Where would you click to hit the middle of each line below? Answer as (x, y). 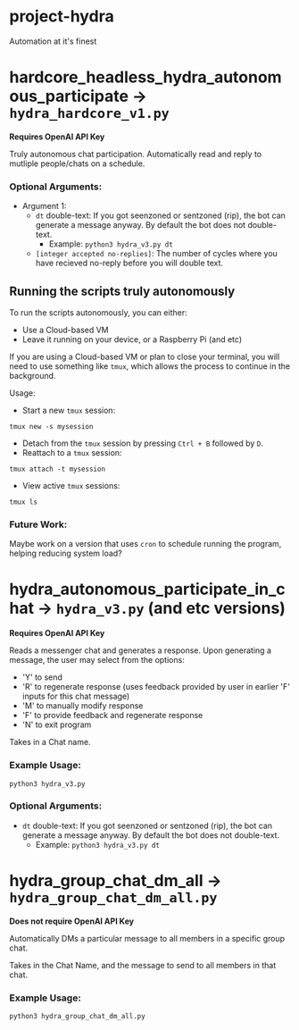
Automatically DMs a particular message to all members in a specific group (147, 938)
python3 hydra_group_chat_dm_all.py (77, 1017)
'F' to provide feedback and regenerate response (112, 716)
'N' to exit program (57, 724)
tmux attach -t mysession (57, 469)
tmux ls (24, 502)
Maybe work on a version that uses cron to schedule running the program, (145, 544)
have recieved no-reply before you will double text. (129, 263)
